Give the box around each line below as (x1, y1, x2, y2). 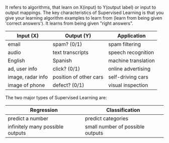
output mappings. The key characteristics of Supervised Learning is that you (5, 10, 164, 16)
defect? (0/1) (52, 82, 84, 89)
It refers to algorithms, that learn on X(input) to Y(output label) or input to (5, 5, 156, 10)
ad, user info (8, 65, 38, 72)
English (8, 57, 25, 64)
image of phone (8, 82, 45, 89)
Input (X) (17, 32, 39, 39)
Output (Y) (65, 32, 92, 39)
